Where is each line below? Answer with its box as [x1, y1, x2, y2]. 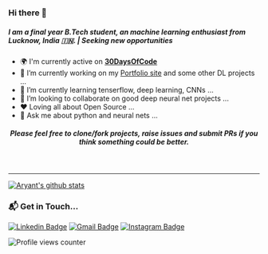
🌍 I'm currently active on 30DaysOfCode [19, 56, 158, 66]
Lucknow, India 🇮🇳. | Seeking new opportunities [8, 35, 173, 45]
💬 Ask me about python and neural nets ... [19, 110, 158, 120]
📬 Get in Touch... [8, 200, 79, 212]
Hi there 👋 [8, 7, 48, 18]
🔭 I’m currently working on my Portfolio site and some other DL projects [19, 68, 255, 77]
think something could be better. [78, 137, 190, 147]
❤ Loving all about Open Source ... [19, 101, 135, 111]
